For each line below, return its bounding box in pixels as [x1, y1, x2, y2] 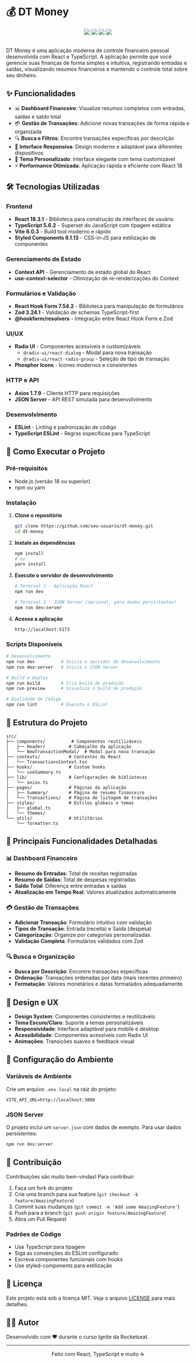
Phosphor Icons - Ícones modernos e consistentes [14, 362, 138, 369]
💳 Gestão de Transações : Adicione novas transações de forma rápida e [14, 119, 190, 126]
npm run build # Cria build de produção [6, 680, 124, 686]
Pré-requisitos [6, 464, 48, 472]
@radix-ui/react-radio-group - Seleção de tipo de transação [23, 355, 170, 362]
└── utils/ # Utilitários [6, 815, 103, 821]
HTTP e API [6, 376, 39, 384]
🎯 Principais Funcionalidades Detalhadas [6, 836, 157, 846]
